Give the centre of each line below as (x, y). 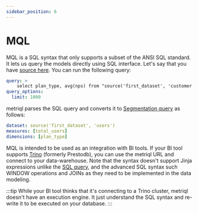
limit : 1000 (26, 97)
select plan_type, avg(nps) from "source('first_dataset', (91, 86)
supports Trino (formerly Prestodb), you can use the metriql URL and (90, 154)
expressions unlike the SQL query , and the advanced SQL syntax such (92, 167)
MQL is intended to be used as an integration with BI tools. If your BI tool (94, 148)
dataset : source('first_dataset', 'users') (61, 126)
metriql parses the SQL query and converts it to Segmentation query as (93, 109)
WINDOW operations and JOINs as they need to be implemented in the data (99, 173)
